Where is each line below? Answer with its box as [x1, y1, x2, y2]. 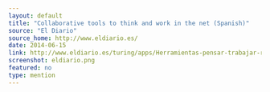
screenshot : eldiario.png [8, 57, 95, 65]
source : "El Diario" [8, 26, 78, 34]
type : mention [8, 71, 56, 79]
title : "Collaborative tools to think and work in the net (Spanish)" [8, 19, 250, 27]
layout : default [8, 11, 63, 20]
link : [8, 49, 27, 57]
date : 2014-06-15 [8, 42, 67, 50]
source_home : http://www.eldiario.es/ [8, 34, 138, 42]
